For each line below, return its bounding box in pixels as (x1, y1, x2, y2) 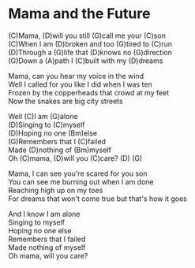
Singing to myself (8, 218, 66, 227)
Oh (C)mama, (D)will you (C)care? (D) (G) (8, 153, 143, 162)
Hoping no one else (8, 225, 73, 235)
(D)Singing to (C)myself (8, 120, 85, 129)
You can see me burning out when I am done (8, 177, 154, 186)
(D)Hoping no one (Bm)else (8, 128, 97, 138)
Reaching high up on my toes (8, 185, 103, 195)
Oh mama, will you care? (8, 251, 88, 260)
